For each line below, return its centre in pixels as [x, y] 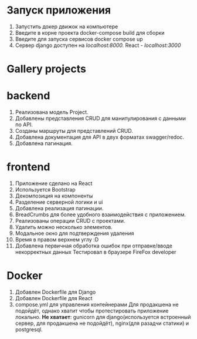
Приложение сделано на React [54, 183]
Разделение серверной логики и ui [59, 202]
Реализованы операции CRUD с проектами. [70, 221]
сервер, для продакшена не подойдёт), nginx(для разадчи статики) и [102, 323]
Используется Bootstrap [45, 189]
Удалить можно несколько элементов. [64, 227]
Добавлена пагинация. [44, 143]
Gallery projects [47, 69]
